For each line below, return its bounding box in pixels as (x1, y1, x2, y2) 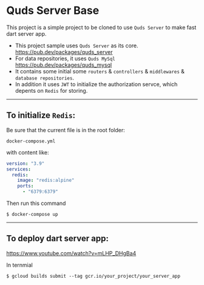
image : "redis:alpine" (17, 177, 75, 184)
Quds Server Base (6, 4, 100, 18)
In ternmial (6, 261, 33, 269)
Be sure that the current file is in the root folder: (6, 126, 126, 133)
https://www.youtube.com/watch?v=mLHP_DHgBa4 (6, 249, 137, 256)
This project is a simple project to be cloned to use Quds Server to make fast (6, 24, 197, 31)
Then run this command (6, 199, 66, 207)
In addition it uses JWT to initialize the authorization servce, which (15, 80, 178, 88)
